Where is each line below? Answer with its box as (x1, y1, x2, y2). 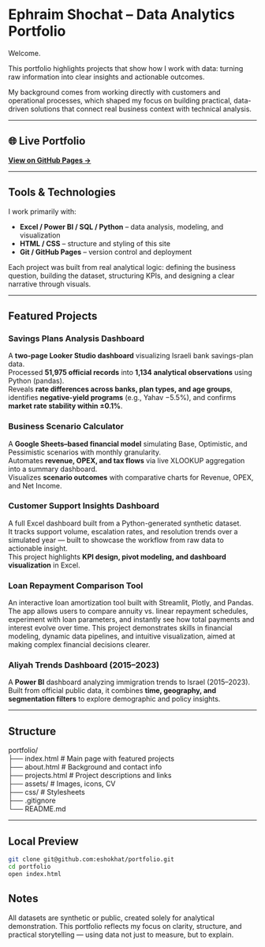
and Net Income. (8, 481, 62, 490)
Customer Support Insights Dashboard (8, 500, 159, 511)
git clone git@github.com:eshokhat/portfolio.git (8, 855, 175, 863)
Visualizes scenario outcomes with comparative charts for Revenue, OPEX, (8, 472, 254, 482)
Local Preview (8, 834, 79, 848)
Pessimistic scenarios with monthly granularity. (8, 447, 162, 457)
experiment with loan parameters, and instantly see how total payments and (8, 615, 255, 624)
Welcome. (8, 48, 41, 58)
